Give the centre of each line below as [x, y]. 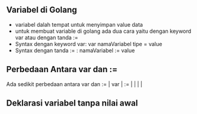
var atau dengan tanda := [47, 37]
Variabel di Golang [42, 10]
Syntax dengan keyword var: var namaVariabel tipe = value [88, 44]
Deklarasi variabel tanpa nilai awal [72, 103]
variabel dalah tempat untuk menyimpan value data [79, 24]
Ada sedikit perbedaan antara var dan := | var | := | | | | [74, 84]
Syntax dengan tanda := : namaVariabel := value [75, 50]
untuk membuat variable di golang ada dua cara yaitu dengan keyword [103, 31]
